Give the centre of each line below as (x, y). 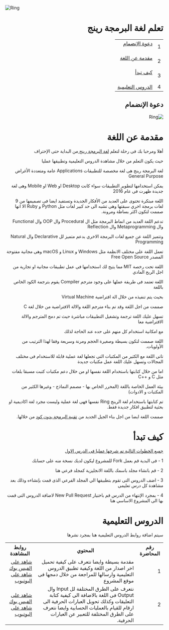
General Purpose (146, 176)
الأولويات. (154, 346)
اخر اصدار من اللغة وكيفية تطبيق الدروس (91, 568)
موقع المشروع (119, 580)
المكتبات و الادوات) (146, 391)
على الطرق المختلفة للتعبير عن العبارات (92, 614)
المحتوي (86, 550)
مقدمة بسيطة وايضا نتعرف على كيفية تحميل (88, 562)
